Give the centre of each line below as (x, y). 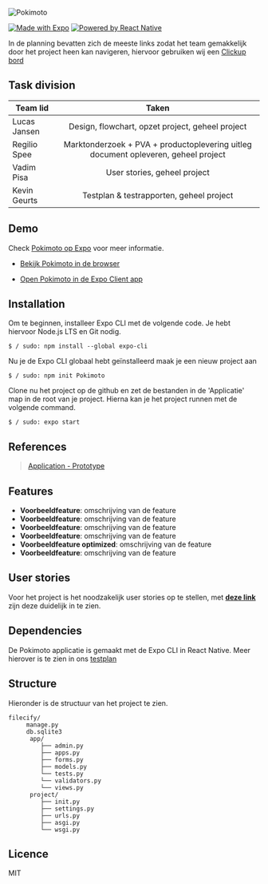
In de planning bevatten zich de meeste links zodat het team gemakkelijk (128, 43)
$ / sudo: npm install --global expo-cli (78, 346)
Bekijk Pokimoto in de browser (70, 263)
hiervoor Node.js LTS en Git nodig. (65, 332)
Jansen (26, 131)
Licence (29, 854)
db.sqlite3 (44, 731)
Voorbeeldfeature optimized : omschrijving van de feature (116, 544)
